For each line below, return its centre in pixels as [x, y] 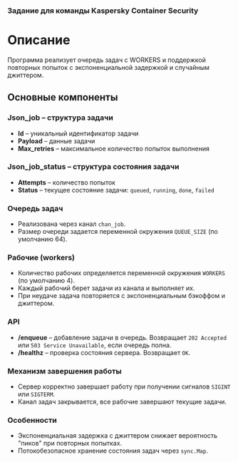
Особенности [32, 420]
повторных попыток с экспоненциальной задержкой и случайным [109, 67]
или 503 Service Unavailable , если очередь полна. [94, 345]
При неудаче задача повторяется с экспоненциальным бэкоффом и [121, 296]
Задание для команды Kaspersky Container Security [103, 11]
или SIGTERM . [36, 394]
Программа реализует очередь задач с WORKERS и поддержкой [107, 60]
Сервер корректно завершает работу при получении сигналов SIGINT [124, 386]
